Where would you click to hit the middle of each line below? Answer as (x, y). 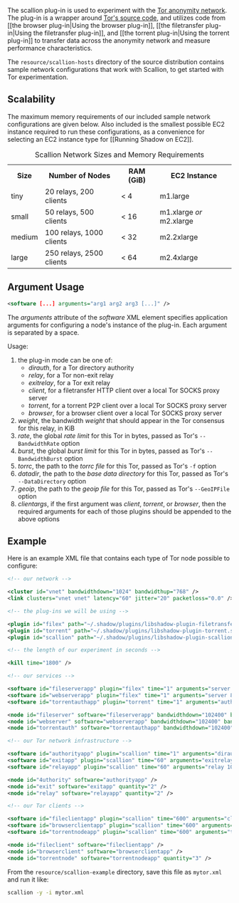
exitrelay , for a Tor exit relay (69, 382)
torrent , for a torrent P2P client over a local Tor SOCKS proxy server (128, 405)
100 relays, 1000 (74, 232)
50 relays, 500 (70, 212)
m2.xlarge (176, 221)
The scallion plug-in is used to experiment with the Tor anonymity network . (117, 10)
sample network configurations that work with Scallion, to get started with (116, 69)
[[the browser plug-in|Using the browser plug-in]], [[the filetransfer (106, 25)
